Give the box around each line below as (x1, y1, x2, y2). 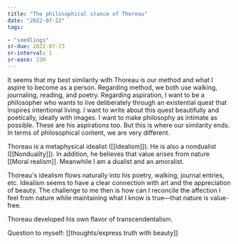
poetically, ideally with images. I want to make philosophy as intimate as (7, 113, 218, 121)
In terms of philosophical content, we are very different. (7, 128, 171, 137)
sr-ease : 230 (7, 56, 46, 64)
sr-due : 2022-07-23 (7, 43, 65, 50)
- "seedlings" (7, 36, 50, 43)
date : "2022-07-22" (7, 17, 65, 24)
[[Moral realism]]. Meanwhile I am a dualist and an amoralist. (7, 157, 185, 165)
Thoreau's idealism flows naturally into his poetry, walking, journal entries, (7, 171, 225, 179)
